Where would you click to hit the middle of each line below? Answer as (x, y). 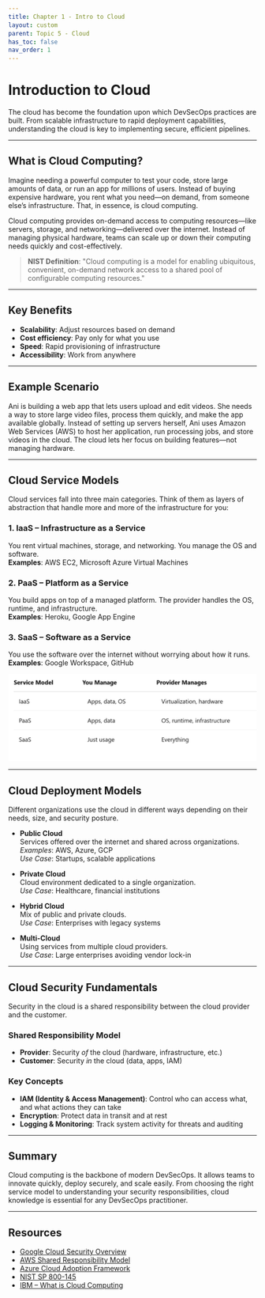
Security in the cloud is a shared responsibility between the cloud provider (129, 1007)
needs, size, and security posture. (63, 818)
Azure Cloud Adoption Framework (75, 1269)
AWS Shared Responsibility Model (75, 1260)
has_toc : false (33, 42)
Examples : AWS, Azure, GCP (66, 850)
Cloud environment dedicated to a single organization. (108, 883)
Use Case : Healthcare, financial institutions (90, 891)
